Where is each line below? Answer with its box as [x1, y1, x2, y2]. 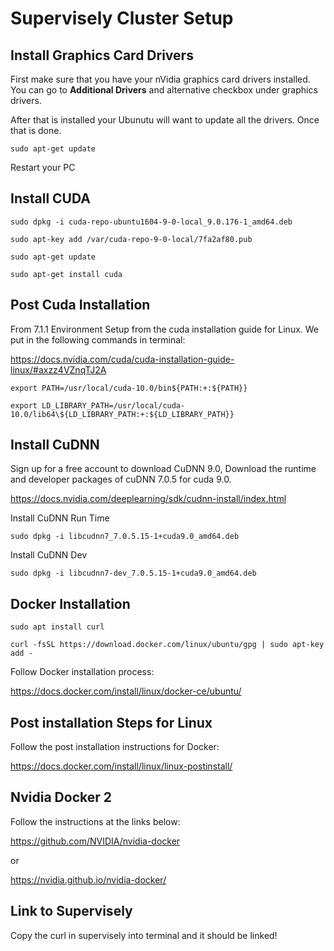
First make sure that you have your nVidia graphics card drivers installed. [10, 73, 311, 85]
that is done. [10, 125, 62, 136]
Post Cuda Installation [10, 297, 151, 314]
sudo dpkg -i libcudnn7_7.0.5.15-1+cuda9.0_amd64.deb [10, 532, 240, 542]
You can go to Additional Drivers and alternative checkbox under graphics [10, 84, 318, 96]
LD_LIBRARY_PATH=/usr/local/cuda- [41, 400, 186, 411]
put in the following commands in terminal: [10, 333, 186, 346]
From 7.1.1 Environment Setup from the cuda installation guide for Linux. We [10, 323, 320, 335]
